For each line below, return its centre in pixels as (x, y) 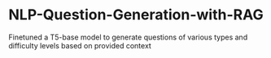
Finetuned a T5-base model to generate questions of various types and (128, 37)
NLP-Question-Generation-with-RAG (136, 15)
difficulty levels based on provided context (80, 45)
